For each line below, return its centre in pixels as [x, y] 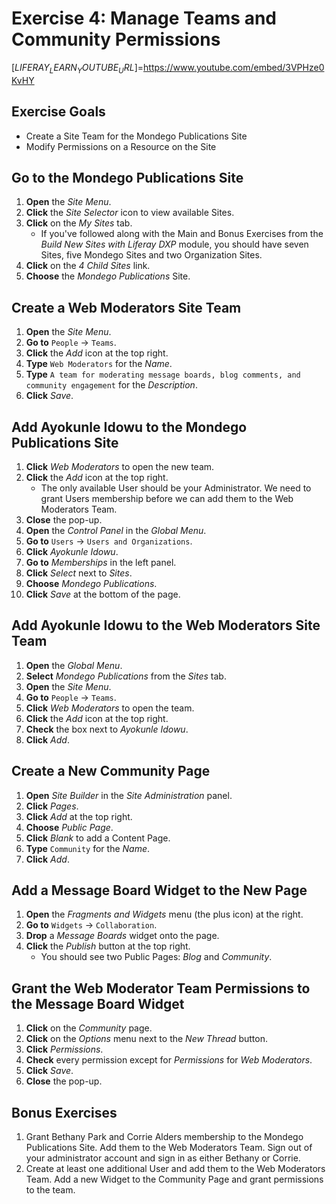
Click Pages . [52, 806]
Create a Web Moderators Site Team [126, 307]
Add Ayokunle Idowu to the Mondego [129, 427]
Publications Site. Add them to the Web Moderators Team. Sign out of [169, 1148]
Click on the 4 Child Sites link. [88, 266]
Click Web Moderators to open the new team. [120, 466]
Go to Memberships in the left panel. [101, 562]
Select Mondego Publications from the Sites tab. [126, 676]
